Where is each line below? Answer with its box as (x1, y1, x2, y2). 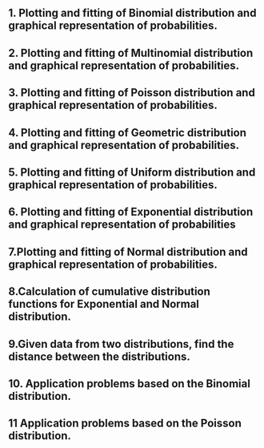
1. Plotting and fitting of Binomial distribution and (8, 6, 257, 20)
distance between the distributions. (8, 349, 190, 363)
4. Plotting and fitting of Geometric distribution (8, 126, 246, 139)
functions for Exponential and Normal (8, 297, 200, 311)
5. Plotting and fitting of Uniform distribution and (8, 165, 256, 179)
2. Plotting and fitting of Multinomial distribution (8, 46, 254, 59)
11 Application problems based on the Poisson (8, 417, 242, 430)
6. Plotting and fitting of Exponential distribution (8, 205, 254, 219)
